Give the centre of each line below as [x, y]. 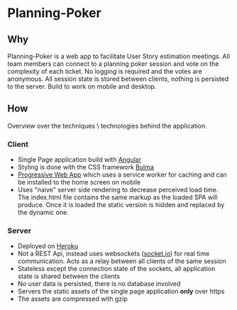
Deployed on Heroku [48, 246]
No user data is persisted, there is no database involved [99, 284]
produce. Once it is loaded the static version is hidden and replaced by [121, 205]
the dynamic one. [43, 212]
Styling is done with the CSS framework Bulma [86, 167]
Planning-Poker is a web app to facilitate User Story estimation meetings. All [119, 56]
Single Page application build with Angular [79, 160]
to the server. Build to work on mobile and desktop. [82, 86]
